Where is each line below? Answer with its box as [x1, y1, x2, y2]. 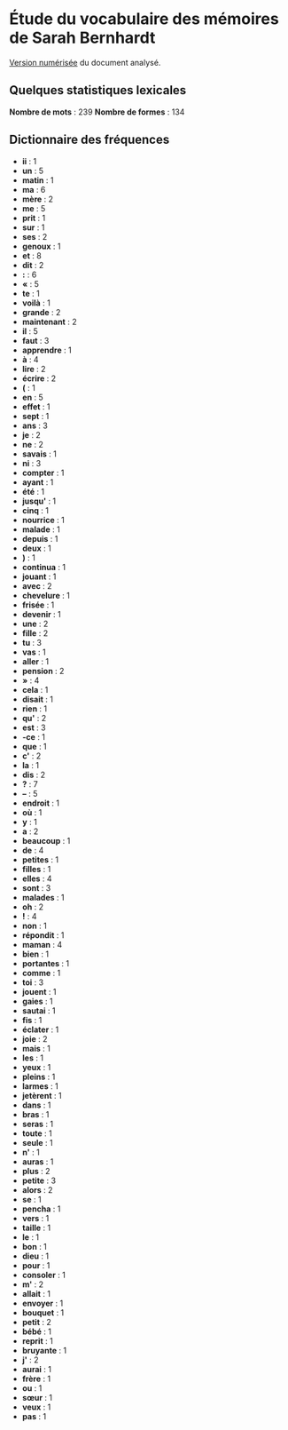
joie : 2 [21, 1033, 48, 1044]
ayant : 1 [21, 476, 54, 488]
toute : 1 [21, 1128, 53, 1139]
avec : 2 [21, 580, 52, 591]
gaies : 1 [21, 996, 53, 1006]
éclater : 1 [21, 1024, 59, 1035]
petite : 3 [21, 1175, 56, 1186]
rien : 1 [21, 703, 48, 714]
